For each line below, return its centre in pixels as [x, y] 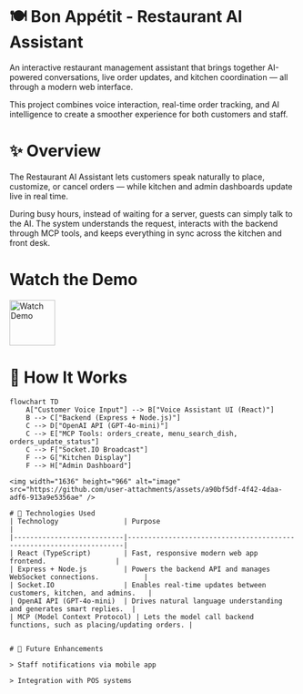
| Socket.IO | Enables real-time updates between [138, 585]
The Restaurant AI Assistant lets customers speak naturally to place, [137, 177]
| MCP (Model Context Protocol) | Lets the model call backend [132, 617]
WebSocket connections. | [79, 577]
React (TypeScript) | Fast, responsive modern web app [138, 553]
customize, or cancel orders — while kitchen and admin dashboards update [151, 186]
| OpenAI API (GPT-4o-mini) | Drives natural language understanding [146, 601]
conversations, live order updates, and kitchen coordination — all [166, 77]
